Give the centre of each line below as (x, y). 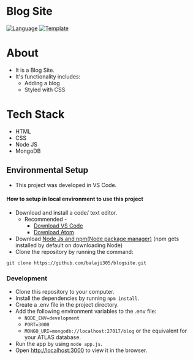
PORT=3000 (37, 325)
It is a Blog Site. (35, 70)
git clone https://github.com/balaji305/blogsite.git (77, 263)
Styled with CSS (45, 90)
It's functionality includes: (48, 76)
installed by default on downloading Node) (69, 245)
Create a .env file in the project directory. (67, 305)
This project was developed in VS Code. (66, 185)
